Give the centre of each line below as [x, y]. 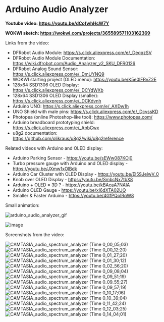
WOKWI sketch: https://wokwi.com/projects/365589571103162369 [78, 33]
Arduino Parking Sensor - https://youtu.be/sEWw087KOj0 [72, 158]
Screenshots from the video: [35, 234]
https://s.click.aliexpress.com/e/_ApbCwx [56, 128]
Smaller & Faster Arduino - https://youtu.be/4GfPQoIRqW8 [73, 195]
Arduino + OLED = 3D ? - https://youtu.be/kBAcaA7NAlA [71, 185]
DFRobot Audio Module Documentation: [54, 58]
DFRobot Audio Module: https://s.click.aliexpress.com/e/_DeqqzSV [82, 52]
